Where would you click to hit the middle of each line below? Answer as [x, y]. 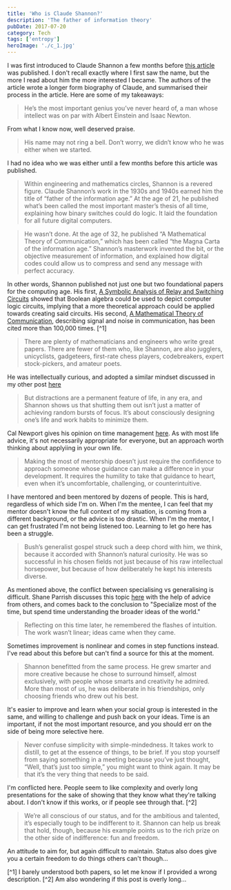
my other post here [34, 384]
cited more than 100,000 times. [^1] [57, 328]
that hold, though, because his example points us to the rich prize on [121, 830]
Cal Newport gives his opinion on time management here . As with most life [113, 433]
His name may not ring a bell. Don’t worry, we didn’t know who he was [124, 142]
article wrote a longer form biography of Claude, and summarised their [108, 87]
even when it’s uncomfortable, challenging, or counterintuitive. [113, 483]
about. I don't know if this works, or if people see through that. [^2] [102, 802]
